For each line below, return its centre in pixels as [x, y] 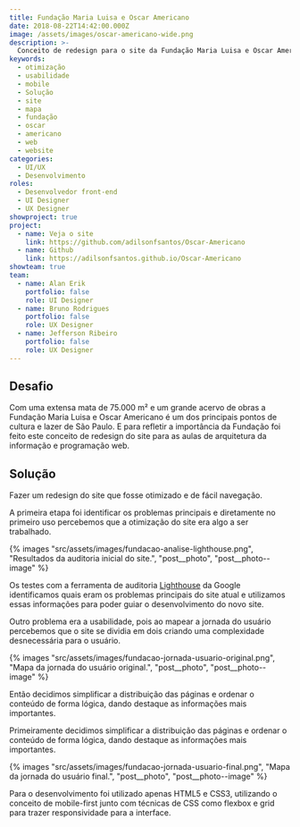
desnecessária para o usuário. [65, 641]
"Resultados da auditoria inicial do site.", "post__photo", [111, 559]
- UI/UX [32, 167]
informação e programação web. [70, 446]
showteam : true [37, 267]
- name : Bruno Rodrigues [63, 308]
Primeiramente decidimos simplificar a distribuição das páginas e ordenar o [148, 730]
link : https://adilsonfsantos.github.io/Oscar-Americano [133, 259]
